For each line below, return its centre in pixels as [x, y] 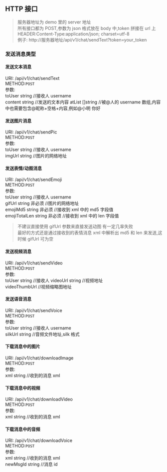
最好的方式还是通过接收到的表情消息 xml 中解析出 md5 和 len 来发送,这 [90, 233]
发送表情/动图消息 [24, 168]
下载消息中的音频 [23, 429]
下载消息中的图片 [23, 346]
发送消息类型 [21, 54]
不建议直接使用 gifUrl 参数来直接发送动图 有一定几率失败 [75, 226]
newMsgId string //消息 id [32, 464]
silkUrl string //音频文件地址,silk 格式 [42, 334]
